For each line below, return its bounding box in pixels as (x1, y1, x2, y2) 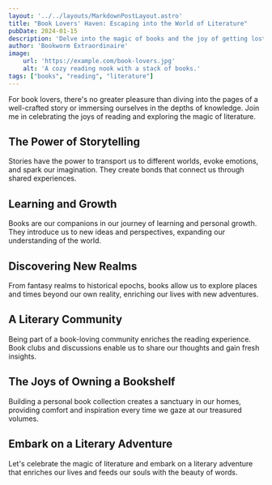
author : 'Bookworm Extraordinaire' (8, 42, 129, 50)
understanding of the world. (8, 236, 102, 245)
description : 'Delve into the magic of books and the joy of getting (8, 34, 249, 43)
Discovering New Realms (8, 259, 138, 273)
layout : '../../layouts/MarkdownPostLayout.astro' (8, 11, 183, 20)
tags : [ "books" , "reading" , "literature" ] (8, 72, 154, 80)
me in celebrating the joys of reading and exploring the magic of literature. (8, 111, 257, 121)
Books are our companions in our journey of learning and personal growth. (8, 219, 257, 228)
